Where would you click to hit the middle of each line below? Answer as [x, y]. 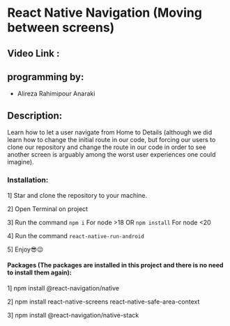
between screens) [61, 28]
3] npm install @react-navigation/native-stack [73, 315]
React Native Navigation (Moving [105, 13]
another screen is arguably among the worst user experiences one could [112, 155]
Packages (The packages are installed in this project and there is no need [115, 265]
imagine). [21, 162]
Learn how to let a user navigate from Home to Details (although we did [110, 132]
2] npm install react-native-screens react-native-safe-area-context [103, 302]
